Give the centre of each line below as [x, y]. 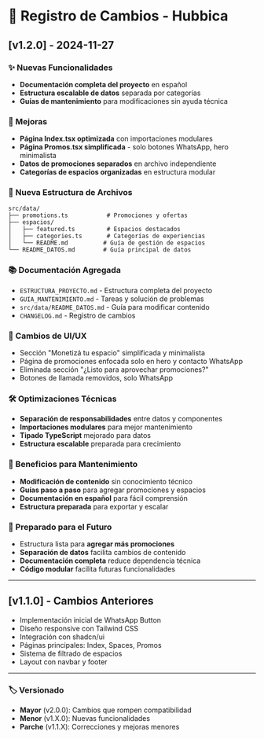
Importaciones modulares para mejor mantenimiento [106, 427]
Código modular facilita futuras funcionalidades [97, 568]
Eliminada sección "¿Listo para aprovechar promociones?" [114, 369]
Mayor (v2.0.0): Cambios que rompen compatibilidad [105, 710]
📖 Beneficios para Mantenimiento [73, 465]
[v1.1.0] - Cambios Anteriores [81, 601]
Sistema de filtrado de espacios [71, 653]
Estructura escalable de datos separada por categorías [110, 93]
